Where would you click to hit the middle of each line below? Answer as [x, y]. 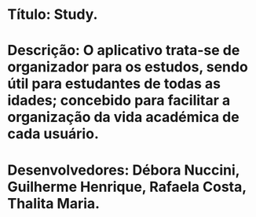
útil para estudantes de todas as [114, 84]
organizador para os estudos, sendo [128, 67]
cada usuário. [53, 134]
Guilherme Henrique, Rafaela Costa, [127, 187]
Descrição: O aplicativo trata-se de [124, 51]
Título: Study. [53, 15]
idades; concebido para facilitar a [119, 101]
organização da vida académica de [124, 118]
